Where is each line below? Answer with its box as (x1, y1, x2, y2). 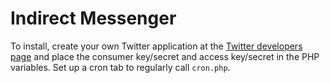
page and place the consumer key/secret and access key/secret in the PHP (10, 50, 320, 62)
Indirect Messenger (10, 7, 177, 30)
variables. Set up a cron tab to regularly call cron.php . (10, 61, 231, 73)
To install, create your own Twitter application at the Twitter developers (10, 40, 303, 52)
